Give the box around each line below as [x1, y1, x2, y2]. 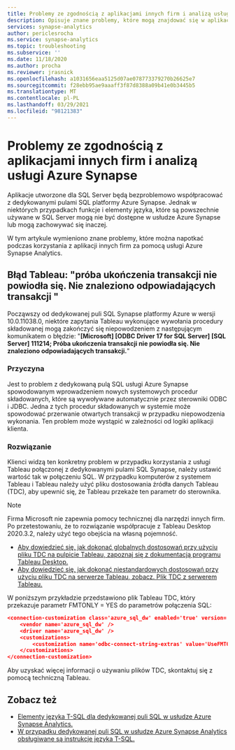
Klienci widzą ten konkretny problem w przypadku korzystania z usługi [7, 458, 211, 466]
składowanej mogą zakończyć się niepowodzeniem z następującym [7, 324, 202, 333]
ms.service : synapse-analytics [7, 36, 99, 43]
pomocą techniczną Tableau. [7, 674, 91, 682]
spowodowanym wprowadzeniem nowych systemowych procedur [7, 387, 198, 396]
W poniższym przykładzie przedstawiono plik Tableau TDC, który [7, 593, 196, 602]
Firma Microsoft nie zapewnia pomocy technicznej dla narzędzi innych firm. [7, 514, 225, 523]
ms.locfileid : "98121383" [7, 108, 83, 115]
